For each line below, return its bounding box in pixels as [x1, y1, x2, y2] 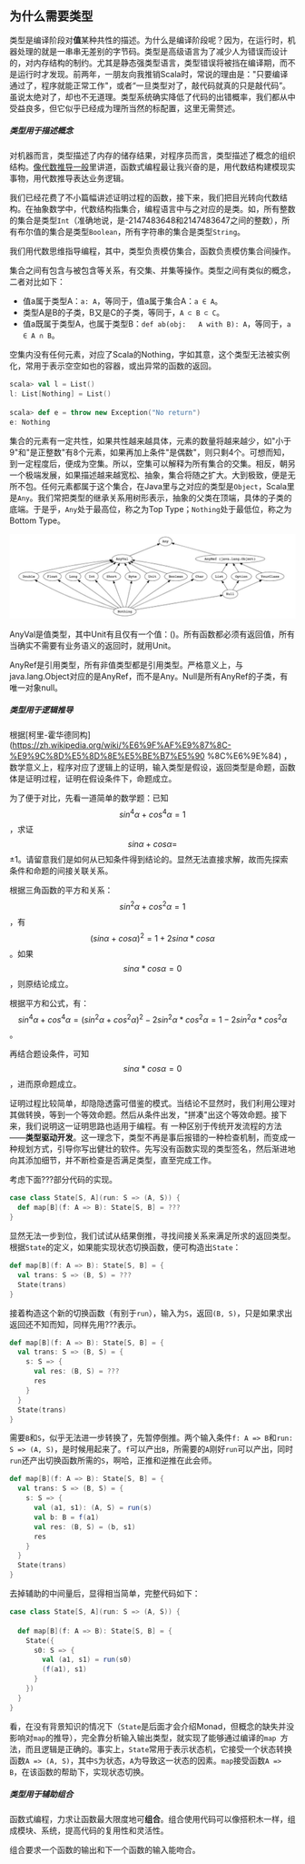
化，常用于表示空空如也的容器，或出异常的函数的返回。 [9, 360, 216, 371]
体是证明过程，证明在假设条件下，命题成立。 [9, 772, 177, 784]
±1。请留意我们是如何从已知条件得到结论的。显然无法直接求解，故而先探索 [9, 854, 289, 865]
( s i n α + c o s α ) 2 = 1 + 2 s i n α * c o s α [90, 932, 215, 943]
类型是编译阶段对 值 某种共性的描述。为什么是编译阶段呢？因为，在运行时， [9, 35, 288, 45]
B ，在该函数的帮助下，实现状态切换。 [9, 1766, 150, 1777]
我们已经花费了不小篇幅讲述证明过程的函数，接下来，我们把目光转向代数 [9, 192, 280, 203]
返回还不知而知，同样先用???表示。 [9, 1318, 142, 1330]
